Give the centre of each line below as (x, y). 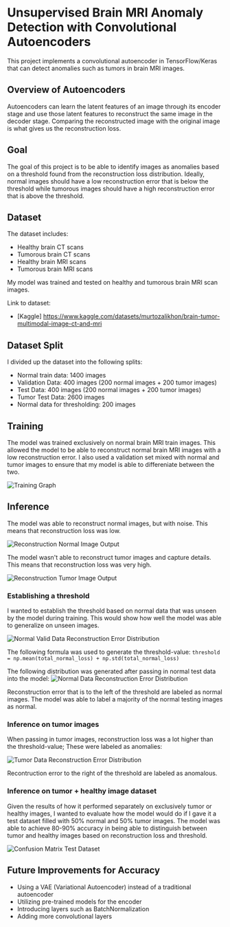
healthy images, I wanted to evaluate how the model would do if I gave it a (112, 814)
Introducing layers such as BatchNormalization (83, 908)
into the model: (28, 679)
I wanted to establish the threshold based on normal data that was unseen (112, 611)
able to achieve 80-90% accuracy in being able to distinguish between (107, 828)
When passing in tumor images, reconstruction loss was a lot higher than (111, 739)
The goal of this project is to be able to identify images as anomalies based (113, 166)
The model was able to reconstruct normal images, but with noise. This (107, 523)
